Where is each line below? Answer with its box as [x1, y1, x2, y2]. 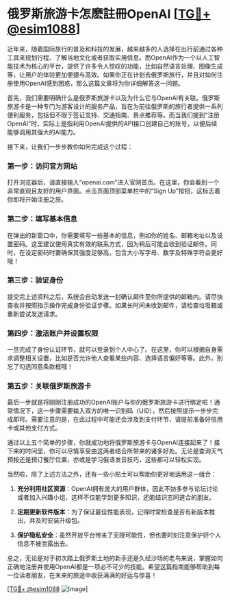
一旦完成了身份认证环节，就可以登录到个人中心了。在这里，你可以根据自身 [7, 346, 217, 354]
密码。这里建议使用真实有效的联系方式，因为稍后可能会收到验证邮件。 [12, 239, 211, 248]
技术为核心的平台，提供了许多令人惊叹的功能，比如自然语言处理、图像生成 [12, 62, 223, 70]
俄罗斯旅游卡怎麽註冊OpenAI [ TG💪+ [7, 6, 211, 22]
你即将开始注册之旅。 [7, 195, 67, 204]
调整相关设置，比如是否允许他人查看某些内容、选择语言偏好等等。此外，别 [12, 354, 223, 362]
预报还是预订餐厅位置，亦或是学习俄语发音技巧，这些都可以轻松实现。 [7, 455, 205, 464]
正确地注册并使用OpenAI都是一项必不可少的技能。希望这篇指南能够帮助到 [7, 563, 214, 571]
